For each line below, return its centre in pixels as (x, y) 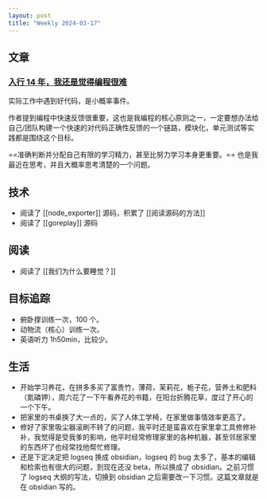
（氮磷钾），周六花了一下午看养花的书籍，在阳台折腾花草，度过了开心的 (136, 397)
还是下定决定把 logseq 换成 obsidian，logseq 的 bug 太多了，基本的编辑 (137, 457)
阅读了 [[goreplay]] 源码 (58, 223)
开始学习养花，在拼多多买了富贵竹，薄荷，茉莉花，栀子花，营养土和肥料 (138, 387)
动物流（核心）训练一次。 (62, 329)
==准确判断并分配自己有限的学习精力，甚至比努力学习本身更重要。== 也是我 (133, 155)
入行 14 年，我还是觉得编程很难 (68, 82)
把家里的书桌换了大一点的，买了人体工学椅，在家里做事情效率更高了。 (135, 417)
